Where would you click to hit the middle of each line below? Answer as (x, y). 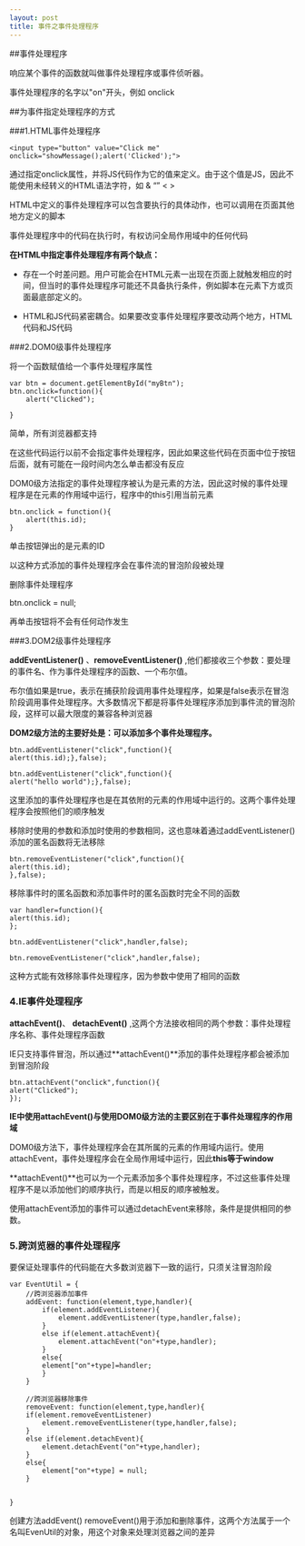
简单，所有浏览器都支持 (53, 433)
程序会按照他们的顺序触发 (57, 811)
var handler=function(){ (56, 910)
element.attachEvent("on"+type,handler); (138, 1342)
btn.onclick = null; (43, 602)
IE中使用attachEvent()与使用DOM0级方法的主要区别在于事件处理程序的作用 (151, 1116)
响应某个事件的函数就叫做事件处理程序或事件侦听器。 (109, 73)
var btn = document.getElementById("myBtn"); (97, 383)
